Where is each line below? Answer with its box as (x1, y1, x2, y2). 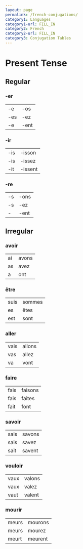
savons (22, 431, 39, 438)
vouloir (5, 462, 23, 470)
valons (24, 475, 40, 482)
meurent (27, 535, 48, 542)
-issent (20, 165, 38, 173)
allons (22, 343, 37, 350)
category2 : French (5, 26, 44, 31)
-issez (20, 157, 36, 164)
